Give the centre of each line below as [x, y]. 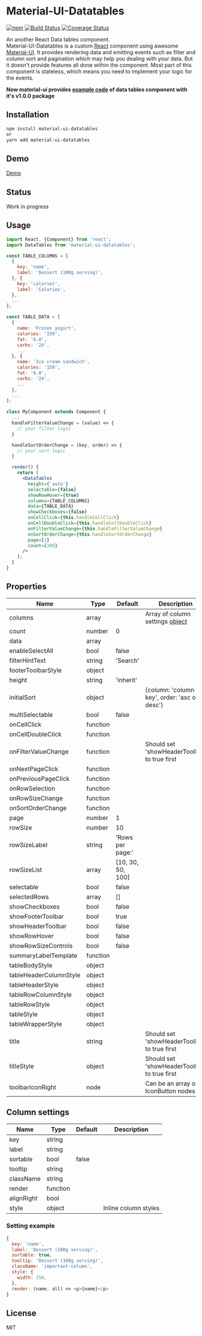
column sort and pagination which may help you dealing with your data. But [100, 58]
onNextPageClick [34, 769]
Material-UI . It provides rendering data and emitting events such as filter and [101, 52]
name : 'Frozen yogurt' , [47, 328]
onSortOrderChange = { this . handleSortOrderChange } [90, 534]
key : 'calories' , [39, 284]
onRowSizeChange [36, 798]
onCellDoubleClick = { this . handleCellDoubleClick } [90, 523]
